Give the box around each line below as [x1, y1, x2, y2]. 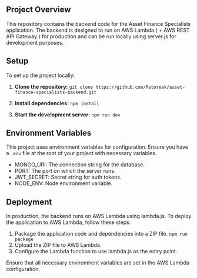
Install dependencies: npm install [14, 99, 100, 106]
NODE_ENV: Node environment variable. [14, 180, 113, 187]
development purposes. [6, 39, 64, 46]
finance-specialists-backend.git [14, 89, 97, 95]
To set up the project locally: [6, 72, 75, 79]
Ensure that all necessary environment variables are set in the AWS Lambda [6, 259, 190, 266]
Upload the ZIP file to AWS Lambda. [14, 242, 102, 249]
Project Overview [6, 5, 71, 15]
